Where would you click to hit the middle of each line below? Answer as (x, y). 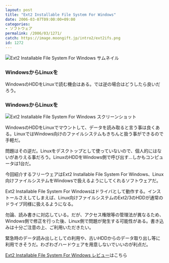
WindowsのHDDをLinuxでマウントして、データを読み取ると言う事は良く (80, 127)
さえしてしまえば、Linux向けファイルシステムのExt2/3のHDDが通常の (91, 198)
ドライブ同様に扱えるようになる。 (41, 204)
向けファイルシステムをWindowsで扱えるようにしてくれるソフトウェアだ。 (83, 181)
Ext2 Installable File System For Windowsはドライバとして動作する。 (76, 191)
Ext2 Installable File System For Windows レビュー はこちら (66, 255)
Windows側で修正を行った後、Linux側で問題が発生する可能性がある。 (78, 221)
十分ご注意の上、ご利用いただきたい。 (54, 228)
